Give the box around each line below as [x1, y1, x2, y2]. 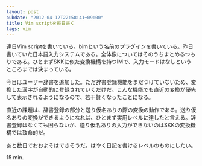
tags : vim [6, 25, 31, 32]
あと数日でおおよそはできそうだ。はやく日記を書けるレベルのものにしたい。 [6, 142, 197, 149]
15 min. [6, 154, 24, 161]
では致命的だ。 [11, 129, 49, 136]
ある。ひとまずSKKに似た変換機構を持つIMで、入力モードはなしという [16, 58, 192, 65]
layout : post [6, 8, 39, 15]
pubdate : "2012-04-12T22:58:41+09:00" [6, 14, 104, 21]
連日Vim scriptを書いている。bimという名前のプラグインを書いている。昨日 [6, 43, 194, 50]
